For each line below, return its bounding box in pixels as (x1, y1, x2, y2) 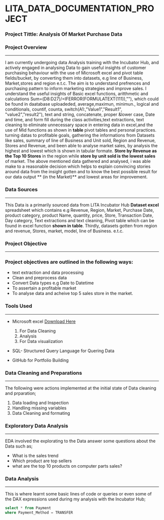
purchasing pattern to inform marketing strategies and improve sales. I (5, 86, 147, 91)
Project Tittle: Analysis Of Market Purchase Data (5, 31, 123, 38)
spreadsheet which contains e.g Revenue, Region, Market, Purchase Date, (5, 207, 154, 213)
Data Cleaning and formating (12, 410, 70, 416)
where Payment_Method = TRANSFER (5, 510, 73, 515)
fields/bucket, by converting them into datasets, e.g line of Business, (5, 75, 143, 81)
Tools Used (5, 303, 33, 310)
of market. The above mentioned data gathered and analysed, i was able (5, 158, 151, 164)
